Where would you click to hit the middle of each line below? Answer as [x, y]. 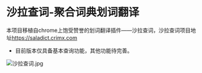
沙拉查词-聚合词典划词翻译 [73, 12]
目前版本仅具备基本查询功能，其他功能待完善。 [74, 50]
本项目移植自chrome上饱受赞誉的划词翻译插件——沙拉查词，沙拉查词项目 [99, 30]
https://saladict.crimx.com [44, 37]
